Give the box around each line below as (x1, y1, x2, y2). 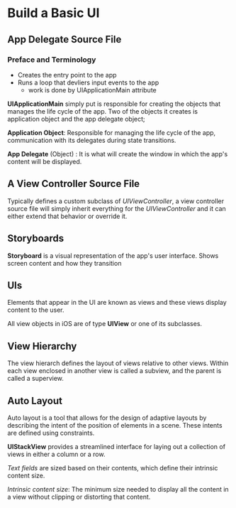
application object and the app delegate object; (7, 114, 145, 123)
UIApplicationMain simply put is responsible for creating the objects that (7, 99, 221, 108)
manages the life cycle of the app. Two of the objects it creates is (7, 107, 198, 115)
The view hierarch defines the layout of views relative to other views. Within (7, 359, 229, 367)
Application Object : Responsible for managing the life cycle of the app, (7, 128, 216, 136)
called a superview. (7, 374, 64, 383)
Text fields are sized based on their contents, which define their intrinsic (7, 463, 218, 472)
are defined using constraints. (7, 428, 95, 437)
